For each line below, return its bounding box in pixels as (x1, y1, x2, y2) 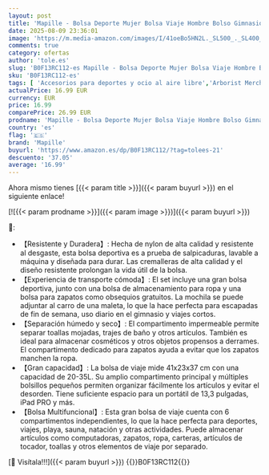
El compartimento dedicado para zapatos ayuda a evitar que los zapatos (19, 345, 259, 355)
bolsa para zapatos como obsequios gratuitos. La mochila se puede (19, 292, 244, 302)
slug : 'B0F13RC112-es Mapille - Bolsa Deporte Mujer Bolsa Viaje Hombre (8, 64, 256, 72)
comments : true (8, 42, 59, 50)
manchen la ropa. (19, 354, 78, 363)
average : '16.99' (8, 161, 66, 169)
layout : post (8, 11, 52, 20)
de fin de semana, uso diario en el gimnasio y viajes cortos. (19, 310, 216, 319)
